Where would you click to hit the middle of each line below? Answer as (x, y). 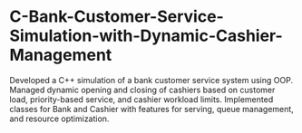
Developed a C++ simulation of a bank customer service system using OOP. (151, 80)
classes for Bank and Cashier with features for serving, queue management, (152, 109)
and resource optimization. (59, 119)
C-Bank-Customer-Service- (117, 17)
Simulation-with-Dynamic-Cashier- (146, 36)
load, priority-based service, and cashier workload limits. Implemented (141, 99)
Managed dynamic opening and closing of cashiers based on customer (142, 90)
